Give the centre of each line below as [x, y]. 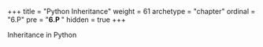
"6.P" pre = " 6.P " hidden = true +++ [67, 20]
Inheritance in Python [42, 35]
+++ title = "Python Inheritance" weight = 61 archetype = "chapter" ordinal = [131, 11]
